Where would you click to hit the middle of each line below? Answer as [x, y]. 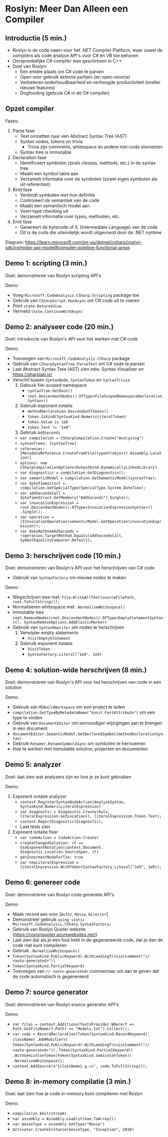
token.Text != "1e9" [49, 428]
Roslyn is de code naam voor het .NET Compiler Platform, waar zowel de [88, 50]
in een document [30, 728]
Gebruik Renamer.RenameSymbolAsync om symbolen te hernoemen [79, 744]
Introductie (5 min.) [36, 38]
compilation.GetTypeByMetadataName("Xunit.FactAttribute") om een [84, 712]
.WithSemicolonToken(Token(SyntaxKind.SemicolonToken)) [72, 1055]
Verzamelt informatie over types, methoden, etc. [70, 216]
